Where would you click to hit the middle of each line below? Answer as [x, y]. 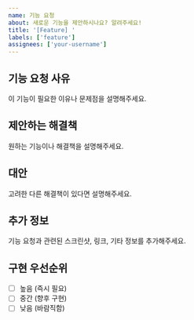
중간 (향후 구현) [43, 298]
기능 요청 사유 [39, 78]
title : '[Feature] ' [42, 30]
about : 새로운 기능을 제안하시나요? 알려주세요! [75, 23]
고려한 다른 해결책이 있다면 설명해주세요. [70, 194]
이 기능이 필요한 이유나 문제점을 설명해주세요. [77, 98]
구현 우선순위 [38, 268]
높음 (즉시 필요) [43, 289]
